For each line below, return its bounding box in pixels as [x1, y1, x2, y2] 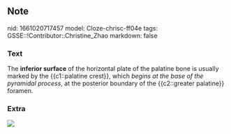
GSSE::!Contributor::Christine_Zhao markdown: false [7, 31, 158, 40]
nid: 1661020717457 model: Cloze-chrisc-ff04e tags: [7, 24, 158, 32]
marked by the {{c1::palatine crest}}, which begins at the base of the [7, 72, 204, 81]
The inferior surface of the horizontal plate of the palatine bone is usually [7, 65, 219, 73]
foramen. [7, 87, 33, 95]
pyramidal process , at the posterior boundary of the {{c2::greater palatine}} [7, 79, 225, 87]
